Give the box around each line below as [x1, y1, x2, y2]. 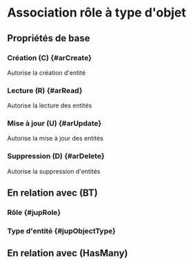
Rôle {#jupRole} [7, 208, 61, 218]
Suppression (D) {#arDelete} [7, 152, 105, 161]
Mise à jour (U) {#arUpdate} [7, 119, 102, 128]
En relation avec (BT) [7, 187, 98, 199]
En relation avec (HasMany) [7, 247, 129, 259]
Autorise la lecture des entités [7, 101, 92, 110]
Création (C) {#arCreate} [7, 53, 92, 63]
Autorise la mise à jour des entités [7, 134, 103, 143]
